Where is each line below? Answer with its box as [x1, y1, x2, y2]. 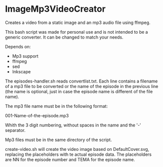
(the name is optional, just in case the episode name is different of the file [5, 88, 153, 94]
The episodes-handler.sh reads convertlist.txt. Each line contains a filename [5, 78, 158, 84]
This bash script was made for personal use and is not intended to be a [5, 29, 148, 35]
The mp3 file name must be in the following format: [5, 103, 108, 109]
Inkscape [12, 68, 31, 74]
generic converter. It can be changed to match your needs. [5, 34, 123, 40]
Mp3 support [12, 53, 39, 59]
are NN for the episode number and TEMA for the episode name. [5, 156, 135, 162]
